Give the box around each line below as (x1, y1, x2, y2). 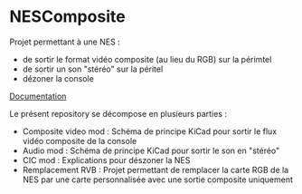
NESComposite (9, 6, 126, 27)
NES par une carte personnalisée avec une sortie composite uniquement (22, 174, 294, 185)
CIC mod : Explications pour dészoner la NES (22, 154, 191, 165)
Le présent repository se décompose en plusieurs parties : (9, 108, 228, 119)
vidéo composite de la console (22, 135, 137, 146)
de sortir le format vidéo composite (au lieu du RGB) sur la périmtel (22, 53, 272, 64)
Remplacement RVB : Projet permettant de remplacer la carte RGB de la (22, 164, 289, 175)
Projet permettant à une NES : (9, 36, 120, 47)
